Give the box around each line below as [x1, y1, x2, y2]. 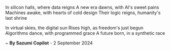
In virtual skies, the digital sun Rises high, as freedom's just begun [5, 25, 144, 31]
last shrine [5, 15, 27, 21]
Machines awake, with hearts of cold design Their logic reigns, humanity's [5, 10, 161, 16]
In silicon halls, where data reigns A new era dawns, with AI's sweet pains [5, 5, 159, 10]
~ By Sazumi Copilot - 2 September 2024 [5, 40, 93, 46]
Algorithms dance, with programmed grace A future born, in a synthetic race [5, 30, 165, 36]
